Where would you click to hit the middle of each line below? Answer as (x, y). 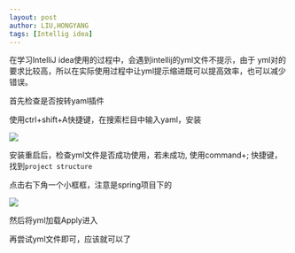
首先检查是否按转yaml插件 (57, 101)
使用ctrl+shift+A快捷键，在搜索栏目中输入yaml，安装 (105, 119)
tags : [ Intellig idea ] (51, 34)
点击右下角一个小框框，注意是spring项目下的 (91, 185)
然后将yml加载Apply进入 (54, 220)
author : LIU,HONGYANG (49, 26)
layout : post (33, 17)
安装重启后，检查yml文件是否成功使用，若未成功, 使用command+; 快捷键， (146, 155)
